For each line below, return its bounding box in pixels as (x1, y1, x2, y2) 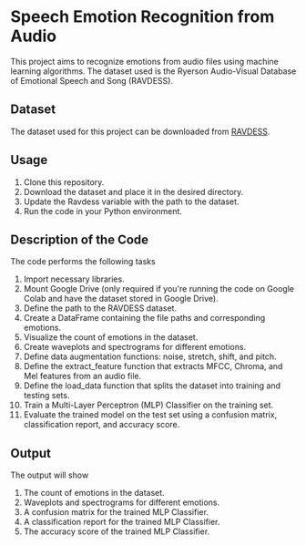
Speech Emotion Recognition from (10, 6, 275, 27)
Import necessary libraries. (23, 273, 126, 284)
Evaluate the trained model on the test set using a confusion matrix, (23, 409, 278, 420)
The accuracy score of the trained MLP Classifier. (23, 526, 210, 537)
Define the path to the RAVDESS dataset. (23, 303, 177, 314)
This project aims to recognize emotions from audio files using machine (10, 56, 279, 67)
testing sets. (23, 390, 70, 401)
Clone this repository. (23, 176, 105, 188)
